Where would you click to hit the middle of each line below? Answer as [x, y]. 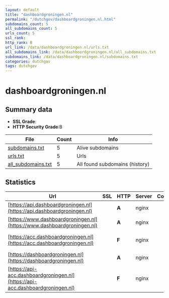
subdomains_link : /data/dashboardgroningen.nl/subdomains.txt [72, 57]
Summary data [29, 109]
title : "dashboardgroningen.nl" [39, 15]
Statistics [21, 182]
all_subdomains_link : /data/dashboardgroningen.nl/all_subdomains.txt [81, 52]
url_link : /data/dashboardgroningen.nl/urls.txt [57, 47]
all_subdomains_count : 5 [31, 29]
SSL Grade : [24, 122]
